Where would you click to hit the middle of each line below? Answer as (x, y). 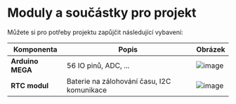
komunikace (87, 90)
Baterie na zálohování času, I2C (119, 81)
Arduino (25, 61)
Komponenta (35, 49)
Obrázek (211, 49)
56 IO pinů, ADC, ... (98, 66)
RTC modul (30, 85)
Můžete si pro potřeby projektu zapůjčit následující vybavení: (96, 32)
